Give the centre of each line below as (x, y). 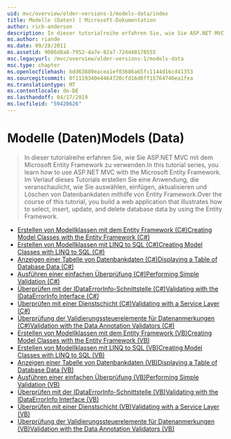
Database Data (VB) (45, 370)
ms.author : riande (34, 40)
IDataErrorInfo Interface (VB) (58, 399)
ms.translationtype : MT (41, 85)
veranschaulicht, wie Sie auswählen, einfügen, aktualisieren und (115, 187)
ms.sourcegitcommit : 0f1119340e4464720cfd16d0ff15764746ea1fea (100, 78)
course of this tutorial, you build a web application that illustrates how (123, 201)
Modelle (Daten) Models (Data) (96, 138)
